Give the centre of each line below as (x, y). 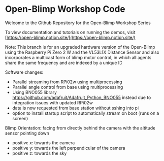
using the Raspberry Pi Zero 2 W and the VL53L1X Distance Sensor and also (82, 52)
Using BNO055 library (34, 92)
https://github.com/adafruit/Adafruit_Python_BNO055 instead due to (82, 97)
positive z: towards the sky (39, 153)
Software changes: (24, 72)
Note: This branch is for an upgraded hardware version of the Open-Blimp (80, 47)
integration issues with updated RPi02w (52, 102)
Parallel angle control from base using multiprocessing (67, 87)
